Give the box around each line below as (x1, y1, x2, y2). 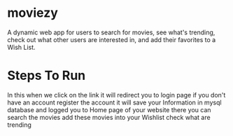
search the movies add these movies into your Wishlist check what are (7, 113, 211, 121)
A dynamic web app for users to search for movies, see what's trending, (7, 28, 216, 36)
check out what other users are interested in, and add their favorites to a (7, 35, 216, 43)
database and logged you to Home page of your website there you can (7, 105, 211, 114)
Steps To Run (7, 68, 86, 83)
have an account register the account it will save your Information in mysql (7, 98, 222, 107)
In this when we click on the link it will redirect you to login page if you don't (7, 90, 226, 99)
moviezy (7, 5, 58, 21)
